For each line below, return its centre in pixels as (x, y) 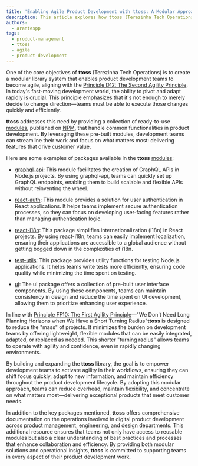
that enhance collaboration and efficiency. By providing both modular (90, 444)
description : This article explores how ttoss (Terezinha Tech (85, 17)
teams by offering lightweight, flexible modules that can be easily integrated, (99, 333)
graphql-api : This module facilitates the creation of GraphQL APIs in (97, 170)
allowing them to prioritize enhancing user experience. (81, 303)
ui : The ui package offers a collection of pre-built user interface (92, 284)
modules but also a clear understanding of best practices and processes (94, 438)
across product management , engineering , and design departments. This (95, 425)
